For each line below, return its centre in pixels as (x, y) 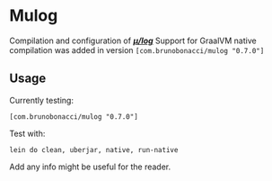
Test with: (27, 133)
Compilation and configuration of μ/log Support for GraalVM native (133, 41)
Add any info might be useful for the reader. (90, 167)
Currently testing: (42, 100)
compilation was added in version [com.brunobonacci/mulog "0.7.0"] (137, 50)
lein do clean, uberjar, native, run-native (94, 149)
